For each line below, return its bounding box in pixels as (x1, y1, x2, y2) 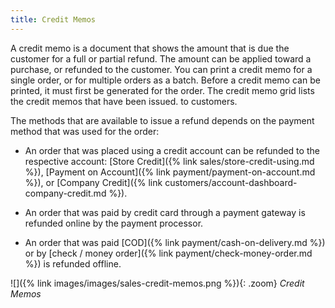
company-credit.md (24, 187, 107, 199)
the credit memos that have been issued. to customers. (10, 95, 238, 107)
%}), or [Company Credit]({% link (24, 176, 163, 188)
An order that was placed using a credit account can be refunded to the (24, 144, 320, 156)
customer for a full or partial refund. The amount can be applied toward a (10, 52, 312, 65)
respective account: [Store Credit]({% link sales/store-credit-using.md (24, 155, 315, 167)
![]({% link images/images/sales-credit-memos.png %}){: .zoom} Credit (10, 277, 305, 289)
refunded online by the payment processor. (24, 217, 204, 229)
